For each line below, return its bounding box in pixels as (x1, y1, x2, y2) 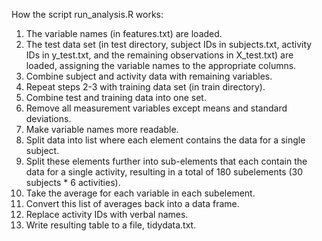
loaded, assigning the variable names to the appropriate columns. (25, 60, 297, 71)
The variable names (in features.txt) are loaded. (25, 28, 223, 39)
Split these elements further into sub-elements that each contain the (25, 155, 308, 167)
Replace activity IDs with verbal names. (25, 209, 189, 220)
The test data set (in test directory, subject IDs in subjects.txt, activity (25, 39, 313, 50)
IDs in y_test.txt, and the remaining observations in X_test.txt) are (25, 49, 294, 61)
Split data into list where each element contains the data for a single (25, 134, 306, 146)
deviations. (25, 113, 72, 124)
